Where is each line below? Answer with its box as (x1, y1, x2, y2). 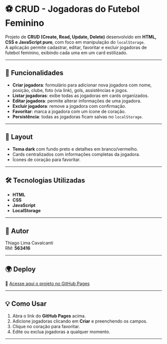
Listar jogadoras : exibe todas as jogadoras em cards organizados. (12, 92, 149, 98)
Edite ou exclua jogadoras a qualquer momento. (12, 329, 110, 335)
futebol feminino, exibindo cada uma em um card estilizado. (5, 50, 128, 56)
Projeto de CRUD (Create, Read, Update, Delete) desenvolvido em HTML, (5, 34, 157, 40)
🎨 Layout (5, 133, 33, 141)
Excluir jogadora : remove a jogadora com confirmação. (12, 103, 127, 109)
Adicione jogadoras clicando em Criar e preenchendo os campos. (12, 318, 148, 324)
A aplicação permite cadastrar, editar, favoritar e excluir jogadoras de (5, 44, 147, 50)
